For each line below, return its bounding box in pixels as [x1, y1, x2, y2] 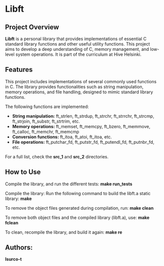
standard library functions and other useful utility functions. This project [5, 41, 150, 47]
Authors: [5, 244, 33, 252]
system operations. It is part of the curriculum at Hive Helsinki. [15, 51, 142, 57]
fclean [5, 220, 19, 225]
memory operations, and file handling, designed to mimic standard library [5, 89, 153, 95]
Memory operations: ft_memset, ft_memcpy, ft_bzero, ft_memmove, [12, 123, 151, 129]
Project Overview [5, 23, 59, 31]
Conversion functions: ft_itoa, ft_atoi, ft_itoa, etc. [12, 133, 112, 140]
